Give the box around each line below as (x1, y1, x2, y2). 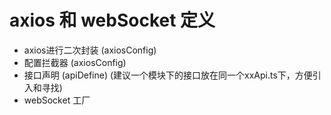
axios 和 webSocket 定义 (9, 9, 216, 32)
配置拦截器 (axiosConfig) (23, 56, 127, 68)
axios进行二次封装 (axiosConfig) (23, 44, 157, 56)
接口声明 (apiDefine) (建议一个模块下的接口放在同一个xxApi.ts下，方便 (23, 69, 313, 81)
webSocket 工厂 (23, 94, 91, 106)
